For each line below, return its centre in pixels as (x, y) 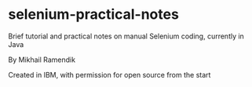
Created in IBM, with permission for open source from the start (110, 74)
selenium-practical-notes (93, 14)
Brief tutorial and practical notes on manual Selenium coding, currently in (126, 36)
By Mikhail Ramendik (42, 60)
